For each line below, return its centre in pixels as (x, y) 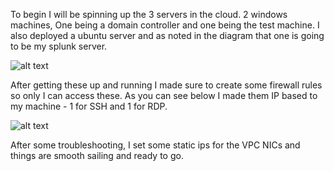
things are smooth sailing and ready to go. (97, 155)
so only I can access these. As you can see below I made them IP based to (164, 95)
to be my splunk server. (59, 46)
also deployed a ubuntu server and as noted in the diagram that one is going (167, 35)
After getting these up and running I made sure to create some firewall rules (166, 85)
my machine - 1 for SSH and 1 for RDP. (89, 106)
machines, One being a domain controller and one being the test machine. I (165, 25)
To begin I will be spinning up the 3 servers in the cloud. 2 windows (149, 14)
